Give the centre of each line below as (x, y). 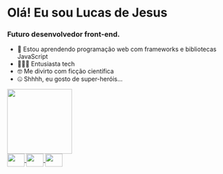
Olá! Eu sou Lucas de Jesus (87, 13)
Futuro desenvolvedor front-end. (64, 35)
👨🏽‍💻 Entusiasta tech (46, 64)
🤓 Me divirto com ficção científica (65, 71)
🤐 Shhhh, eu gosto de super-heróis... (70, 79)
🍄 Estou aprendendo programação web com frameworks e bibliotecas (117, 49)
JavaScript (32, 57)
